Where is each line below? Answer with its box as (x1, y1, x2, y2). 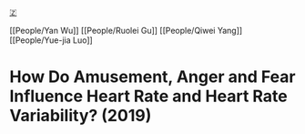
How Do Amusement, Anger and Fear (9, 67, 296, 88)
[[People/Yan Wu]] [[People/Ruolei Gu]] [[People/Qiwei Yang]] (9, 26, 243, 36)
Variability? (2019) (9, 106, 152, 126)
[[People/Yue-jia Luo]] (9, 35, 93, 46)
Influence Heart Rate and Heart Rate (9, 86, 289, 107)
